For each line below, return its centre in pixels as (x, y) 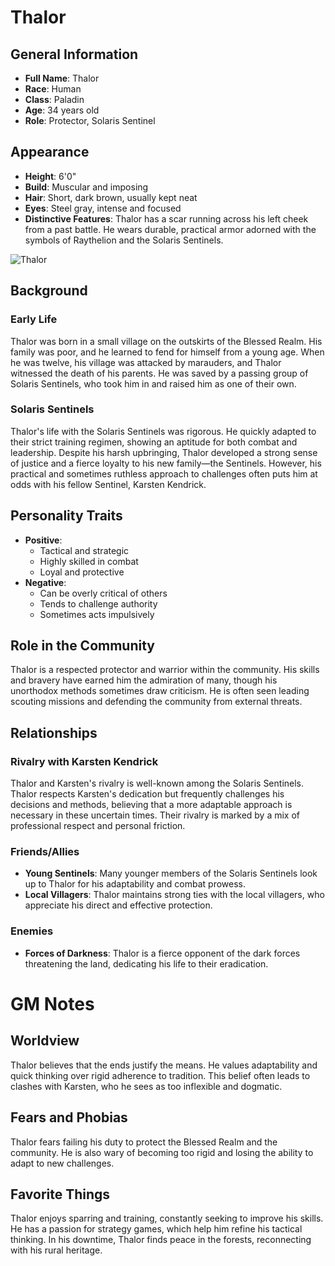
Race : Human (53, 89)
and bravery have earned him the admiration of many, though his (144, 680)
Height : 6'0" (50, 176)
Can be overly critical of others (103, 593)
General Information (74, 54)
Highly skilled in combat (89, 561)
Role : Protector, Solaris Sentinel (90, 120)
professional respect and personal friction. (98, 826)
